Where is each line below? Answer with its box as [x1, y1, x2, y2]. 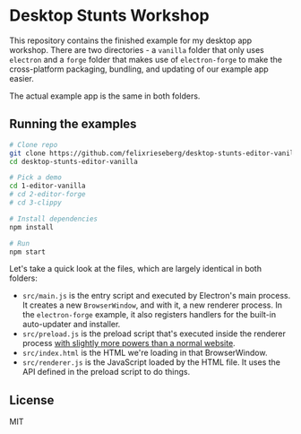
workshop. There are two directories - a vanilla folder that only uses [9, 44, 264, 55]
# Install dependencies [9, 214, 99, 223]
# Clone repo [9, 140, 58, 149]
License [9, 392, 55, 408]
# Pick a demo [9, 173, 63, 182]
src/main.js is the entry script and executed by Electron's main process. [21, 291, 291, 301]
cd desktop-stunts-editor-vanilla [9, 157, 139, 166]
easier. [9, 73, 34, 83]
